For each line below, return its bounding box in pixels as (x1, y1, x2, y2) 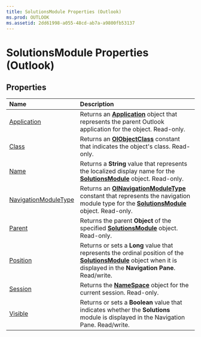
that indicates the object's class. (80, 142, 170, 151)
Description (80, 100, 114, 109)
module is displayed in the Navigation (80, 313, 185, 321)
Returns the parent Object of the (80, 216, 172, 225)
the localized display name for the (80, 167, 175, 176)
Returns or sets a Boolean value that (80, 298, 182, 306)
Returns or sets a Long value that (80, 241, 173, 249)
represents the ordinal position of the (80, 249, 184, 257)
